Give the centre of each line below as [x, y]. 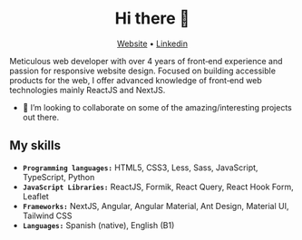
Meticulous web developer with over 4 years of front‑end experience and [146, 61]
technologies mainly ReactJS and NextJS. [88, 90]
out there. [41, 117]
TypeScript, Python [58, 177]
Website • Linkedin [152, 43]
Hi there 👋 [152, 19]
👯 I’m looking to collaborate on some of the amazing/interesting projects [157, 107]
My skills [35, 145]
